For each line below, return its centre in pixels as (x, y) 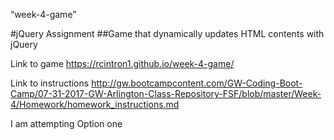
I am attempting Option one (66, 123)
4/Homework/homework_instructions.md (95, 104)
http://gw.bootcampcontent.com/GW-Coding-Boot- (197, 83)
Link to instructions (50, 83)
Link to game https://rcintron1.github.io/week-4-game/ (122, 63)
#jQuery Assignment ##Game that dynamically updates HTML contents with (167, 33)
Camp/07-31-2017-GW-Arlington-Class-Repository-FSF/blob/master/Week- (166, 93)
